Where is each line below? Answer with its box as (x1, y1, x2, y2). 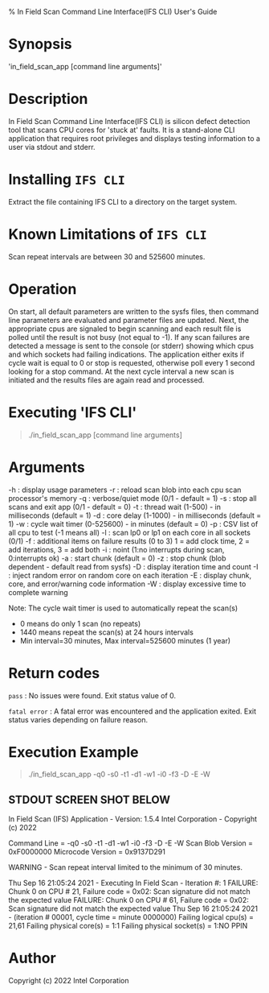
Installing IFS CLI (8, 171, 126, 188)
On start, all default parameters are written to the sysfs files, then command (8, 306, 259, 317)
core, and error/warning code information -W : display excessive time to (8, 579, 247, 589)
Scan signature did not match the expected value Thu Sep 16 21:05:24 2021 (8, 904, 259, 913)
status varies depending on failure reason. (8, 714, 149, 724)
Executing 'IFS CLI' (8, 403, 137, 421)
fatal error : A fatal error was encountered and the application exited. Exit (8, 706, 257, 716)
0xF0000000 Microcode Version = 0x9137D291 (8, 847, 166, 857)
